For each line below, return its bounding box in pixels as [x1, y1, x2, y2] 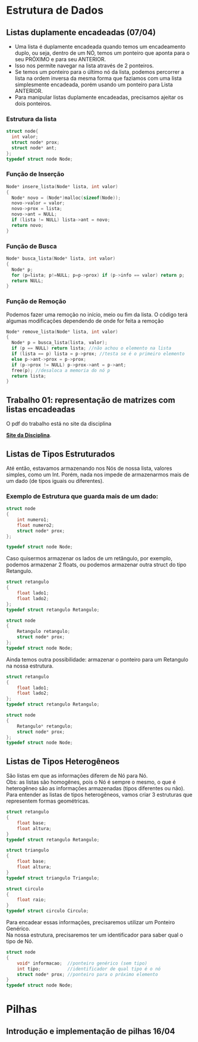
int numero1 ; [17, 516, 49, 523]
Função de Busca [6, 242, 57, 250]
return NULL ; [11, 277, 44, 283]
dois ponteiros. [14, 100, 52, 107]
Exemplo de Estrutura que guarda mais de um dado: [6, 492, 159, 500]
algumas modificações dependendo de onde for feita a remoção [6, 317, 164, 325]
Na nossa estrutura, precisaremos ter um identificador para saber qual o [6, 931, 183, 938]
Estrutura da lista [6, 114, 57, 123]
